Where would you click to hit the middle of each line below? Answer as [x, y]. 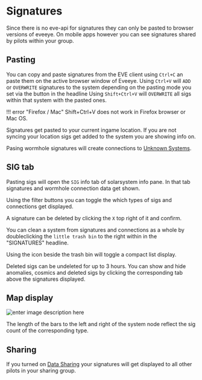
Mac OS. [17, 118]
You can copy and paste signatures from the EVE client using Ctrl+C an [95, 74]
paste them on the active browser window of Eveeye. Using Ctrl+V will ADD [99, 80]
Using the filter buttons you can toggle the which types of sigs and [89, 200]
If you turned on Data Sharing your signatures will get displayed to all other [99, 364]
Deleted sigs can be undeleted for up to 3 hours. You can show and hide [96, 266]
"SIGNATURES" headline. [38, 243]
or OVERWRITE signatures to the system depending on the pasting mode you [99, 87]
